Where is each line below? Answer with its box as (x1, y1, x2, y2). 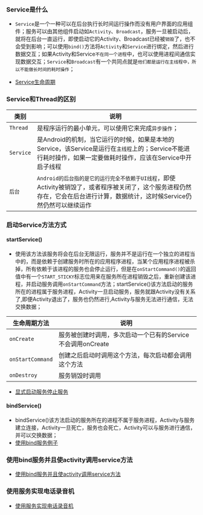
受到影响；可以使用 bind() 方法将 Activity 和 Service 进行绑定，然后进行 (20, 43, 195, 50)
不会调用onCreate (58, 340, 109, 348)
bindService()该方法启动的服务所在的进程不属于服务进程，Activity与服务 (14, 416, 195, 424)
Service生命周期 (14, 79, 56, 86)
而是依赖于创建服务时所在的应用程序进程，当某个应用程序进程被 (31, 257, 190, 265)
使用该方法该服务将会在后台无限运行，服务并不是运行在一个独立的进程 (14, 250, 190, 257)
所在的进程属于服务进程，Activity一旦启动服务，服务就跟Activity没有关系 (14, 288, 196, 295)
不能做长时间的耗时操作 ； (19, 65, 75, 73)
